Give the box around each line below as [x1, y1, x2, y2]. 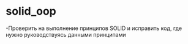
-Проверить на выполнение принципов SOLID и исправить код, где [6, 24, 182, 32]
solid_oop [6, 4, 56, 18]
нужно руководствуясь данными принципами [6, 31, 126, 38]
